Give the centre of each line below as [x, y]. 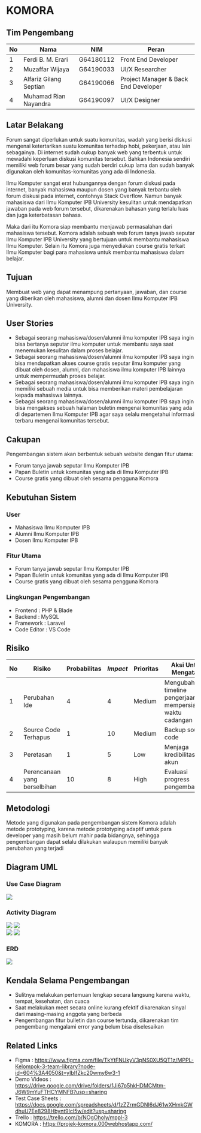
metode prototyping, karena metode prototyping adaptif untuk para [89, 829]
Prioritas [146, 669]
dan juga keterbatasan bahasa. [44, 215]
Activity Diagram [31, 912]
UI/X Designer [140, 100]
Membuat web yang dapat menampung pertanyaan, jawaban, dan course [97, 292]
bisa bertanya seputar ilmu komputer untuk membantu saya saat [94, 344]
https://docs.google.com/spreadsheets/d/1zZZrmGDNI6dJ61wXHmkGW [104, 1105]
